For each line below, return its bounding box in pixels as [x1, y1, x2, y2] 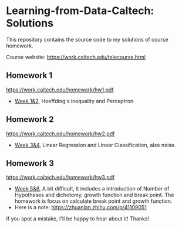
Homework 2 [6, 114, 54, 124]
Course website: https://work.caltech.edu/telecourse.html [6, 53, 146, 60]
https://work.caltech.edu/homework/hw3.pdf [6, 174, 115, 181]
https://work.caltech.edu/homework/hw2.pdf [6, 130, 115, 137]
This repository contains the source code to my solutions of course [6, 36, 168, 43]
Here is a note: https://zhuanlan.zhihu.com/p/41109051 [14, 204, 147, 211]
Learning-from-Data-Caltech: [6, 4, 154, 18]
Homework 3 [6, 158, 54, 168]
